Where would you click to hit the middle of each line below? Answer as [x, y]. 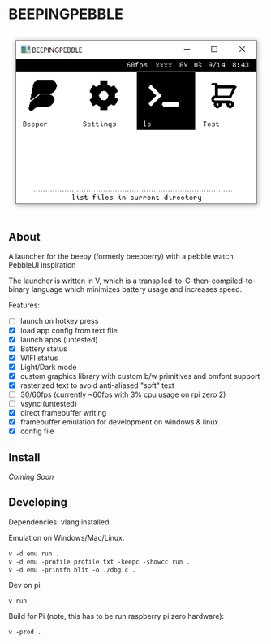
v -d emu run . [34, 554]
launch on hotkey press [59, 321]
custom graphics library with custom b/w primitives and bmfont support [140, 376]
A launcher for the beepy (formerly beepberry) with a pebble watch [121, 256]
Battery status [43, 348]
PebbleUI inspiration [42, 265]
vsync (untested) [49, 404]
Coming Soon [31, 477]
